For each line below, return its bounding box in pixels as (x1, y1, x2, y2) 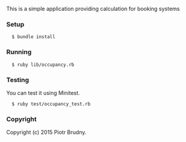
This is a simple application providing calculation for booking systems (6, 5, 180, 12)
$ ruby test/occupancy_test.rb (12, 101, 91, 107)
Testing (6, 76, 29, 84)
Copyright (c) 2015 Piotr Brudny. (6, 129, 87, 136)
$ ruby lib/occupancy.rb (12, 62, 75, 68)
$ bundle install (12, 34, 56, 40)
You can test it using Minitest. (6, 89, 80, 96)
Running (6, 48, 32, 56)
